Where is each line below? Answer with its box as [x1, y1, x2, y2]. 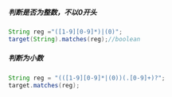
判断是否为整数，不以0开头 [8, 7, 97, 17]
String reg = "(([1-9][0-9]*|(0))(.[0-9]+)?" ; [8, 74, 166, 82]
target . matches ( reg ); [8, 81, 80, 89]
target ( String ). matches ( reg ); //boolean [8, 35, 141, 43]
